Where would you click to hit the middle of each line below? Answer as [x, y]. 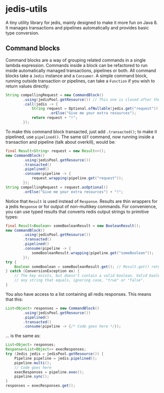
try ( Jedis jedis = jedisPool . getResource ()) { [55, 354]
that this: [14, 299]
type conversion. [22, 33]
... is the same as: [23, 336]
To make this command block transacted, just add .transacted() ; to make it [81, 131]
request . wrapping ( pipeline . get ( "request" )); [77, 178]
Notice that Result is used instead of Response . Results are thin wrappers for [82, 201]
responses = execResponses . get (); [41, 386]
